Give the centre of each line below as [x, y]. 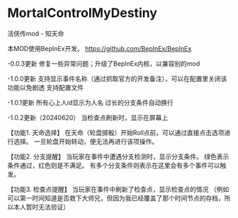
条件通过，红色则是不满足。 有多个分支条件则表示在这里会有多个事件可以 [114, 165]
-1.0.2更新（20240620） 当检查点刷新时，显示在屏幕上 [88, 117]
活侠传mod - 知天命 [36, 33]
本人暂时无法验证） [41, 207]
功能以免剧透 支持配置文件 [45, 87]
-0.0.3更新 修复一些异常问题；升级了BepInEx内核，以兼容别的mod [104, 63]
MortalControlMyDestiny [83, 13]
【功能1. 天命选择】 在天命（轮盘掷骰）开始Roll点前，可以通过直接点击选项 [116, 132]
